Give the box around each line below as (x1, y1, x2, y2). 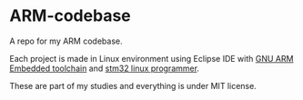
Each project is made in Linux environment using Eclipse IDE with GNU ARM (9, 53, 294, 64)
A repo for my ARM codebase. (9, 35, 123, 46)
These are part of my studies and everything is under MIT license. (9, 80, 257, 91)
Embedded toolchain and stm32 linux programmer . (9, 63, 200, 74)
